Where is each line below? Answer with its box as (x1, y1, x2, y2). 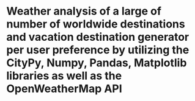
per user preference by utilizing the (6, 43, 189, 57)
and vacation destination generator (6, 30, 189, 44)
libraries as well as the (6, 69, 122, 83)
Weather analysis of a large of (6, 4, 162, 18)
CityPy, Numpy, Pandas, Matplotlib (6, 56, 187, 70)
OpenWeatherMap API (6, 82, 122, 96)
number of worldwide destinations (6, 17, 185, 31)
